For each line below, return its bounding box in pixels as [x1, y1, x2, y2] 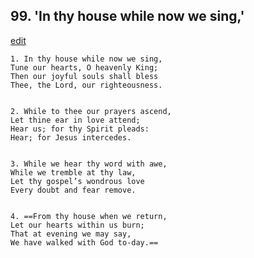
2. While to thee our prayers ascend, [10, 106, 172, 116]
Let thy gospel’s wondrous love [10, 176, 145, 186]
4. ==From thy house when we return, [10, 211, 168, 221]
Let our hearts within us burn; [10, 220, 145, 230]
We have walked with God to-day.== [10, 237, 159, 248]
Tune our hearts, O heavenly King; [10, 62, 159, 73]
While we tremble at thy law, [10, 167, 137, 178]
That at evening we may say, [10, 229, 132, 239]
